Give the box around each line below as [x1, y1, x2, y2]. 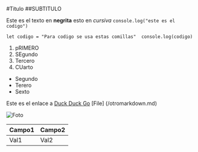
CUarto [14, 63, 33, 71]
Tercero [14, 57, 35, 64]
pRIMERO [14, 45, 39, 51]
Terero [14, 81, 32, 89]
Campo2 [40, 126, 65, 134]
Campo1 [9, 126, 34, 134]
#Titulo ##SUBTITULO [6, 5, 62, 12]
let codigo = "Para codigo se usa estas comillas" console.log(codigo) [6, 34, 193, 40]
